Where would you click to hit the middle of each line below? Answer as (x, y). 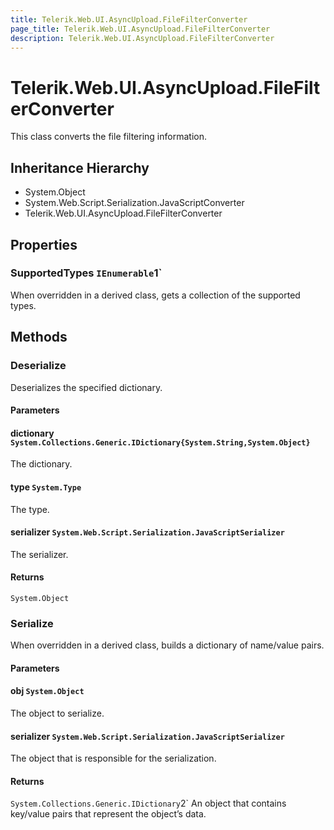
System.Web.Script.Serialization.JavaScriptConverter (134, 203)
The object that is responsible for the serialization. (113, 758)
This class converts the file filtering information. (108, 137)
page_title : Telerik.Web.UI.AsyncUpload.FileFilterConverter (140, 29)
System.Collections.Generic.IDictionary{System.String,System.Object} (160, 442)
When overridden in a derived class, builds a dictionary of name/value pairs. (167, 645)
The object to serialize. (57, 713)
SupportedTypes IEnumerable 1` (86, 273)
